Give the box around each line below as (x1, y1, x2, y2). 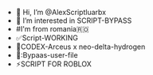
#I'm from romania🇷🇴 (15, 24, 89, 33)
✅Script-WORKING (15, 33, 78, 43)
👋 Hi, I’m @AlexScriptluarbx (15, 8, 106, 17)
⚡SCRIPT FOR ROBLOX (15, 59, 92, 69)
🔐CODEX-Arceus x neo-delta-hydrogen (15, 42, 146, 51)
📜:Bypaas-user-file (15, 51, 78, 59)
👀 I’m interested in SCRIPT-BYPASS (15, 16, 132, 25)
